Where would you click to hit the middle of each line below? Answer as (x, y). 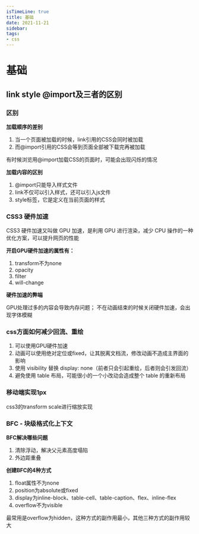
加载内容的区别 (24, 172)
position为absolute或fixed (46, 491)
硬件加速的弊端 (24, 295)
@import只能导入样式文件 (46, 184)
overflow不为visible (39, 505)
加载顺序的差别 (24, 127)
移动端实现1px (26, 392)
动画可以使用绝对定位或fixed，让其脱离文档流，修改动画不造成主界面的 (102, 353)
